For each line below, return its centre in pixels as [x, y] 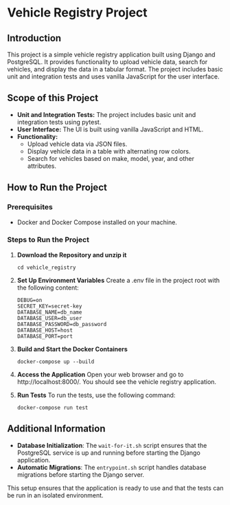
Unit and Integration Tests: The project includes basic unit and [106, 114]
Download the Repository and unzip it [72, 255]
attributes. [42, 166]
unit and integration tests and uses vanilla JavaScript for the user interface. [113, 76]
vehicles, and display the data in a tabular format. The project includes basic [115, 69]
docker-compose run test [53, 407]
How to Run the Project [57, 187]
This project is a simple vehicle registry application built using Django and [111, 54]
